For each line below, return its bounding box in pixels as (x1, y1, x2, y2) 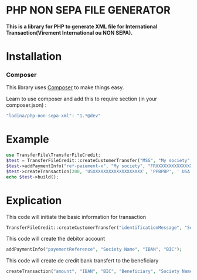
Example (6, 133, 49, 146)
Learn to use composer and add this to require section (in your (6, 95, 157, 103)
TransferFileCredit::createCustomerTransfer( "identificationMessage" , (6, 224, 182, 231)
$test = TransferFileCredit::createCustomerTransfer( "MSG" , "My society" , (6, 158, 193, 164)
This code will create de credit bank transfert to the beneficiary (6, 257, 159, 264)
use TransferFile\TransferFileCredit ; (6, 152, 101, 158)
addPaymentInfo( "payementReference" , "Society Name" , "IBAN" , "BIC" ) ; (6, 247, 182, 252)
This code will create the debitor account (6, 235, 106, 242)
